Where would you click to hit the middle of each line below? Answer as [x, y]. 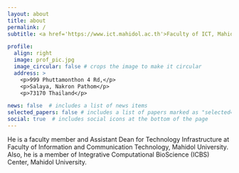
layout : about [28, 14]
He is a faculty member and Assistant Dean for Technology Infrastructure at [118, 139]
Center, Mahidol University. [47, 162]
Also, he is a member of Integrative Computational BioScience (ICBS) [108, 154]
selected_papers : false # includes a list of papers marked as [103, 112]
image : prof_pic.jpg [44, 60]
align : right [33, 53]
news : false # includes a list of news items [78, 106]
